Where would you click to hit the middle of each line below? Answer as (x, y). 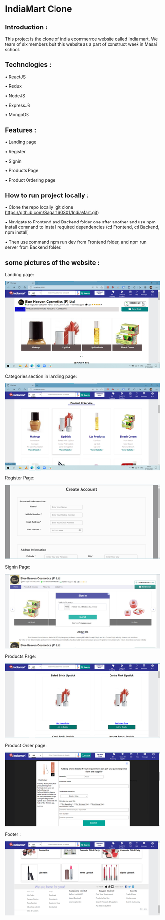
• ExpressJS (18, 105)
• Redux (14, 86)
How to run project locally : (47, 196)
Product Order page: (26, 745)
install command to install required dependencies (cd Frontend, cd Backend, (82, 227)
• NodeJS (15, 96)
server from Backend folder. (33, 247)
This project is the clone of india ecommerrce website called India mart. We (82, 39)
